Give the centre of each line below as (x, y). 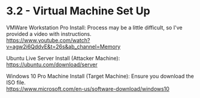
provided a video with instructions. (49, 33)
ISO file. (16, 82)
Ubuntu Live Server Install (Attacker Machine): (63, 58)
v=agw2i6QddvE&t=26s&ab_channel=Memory (63, 47)
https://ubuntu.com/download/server (52, 65)
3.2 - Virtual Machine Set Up (78, 11)
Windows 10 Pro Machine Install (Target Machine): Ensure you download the (100, 76)
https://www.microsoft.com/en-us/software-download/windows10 (88, 88)
